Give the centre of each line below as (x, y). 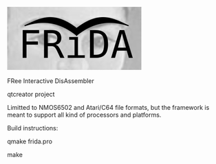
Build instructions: (33, 128)
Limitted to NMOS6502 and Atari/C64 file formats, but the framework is (108, 107)
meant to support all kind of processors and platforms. (84, 115)
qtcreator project (31, 94)
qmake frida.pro (30, 141)
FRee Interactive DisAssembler (51, 81)
